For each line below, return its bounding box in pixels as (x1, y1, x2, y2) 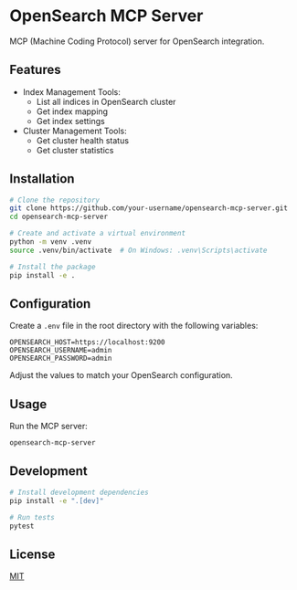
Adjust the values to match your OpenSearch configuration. (9, 370, 233, 381)
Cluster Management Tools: (22, 125, 128, 136)
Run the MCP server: (9, 421, 89, 432)
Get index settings (36, 115, 105, 126)
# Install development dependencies (9, 488, 149, 497)
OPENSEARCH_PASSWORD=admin (9, 353, 112, 363)
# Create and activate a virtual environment (9, 229, 186, 238)
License (9, 546, 56, 562)
